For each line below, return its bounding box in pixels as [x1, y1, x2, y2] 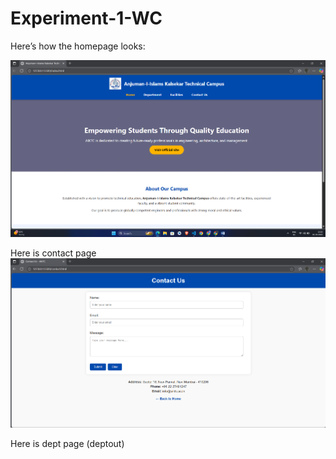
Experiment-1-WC [10, 7, 163, 30]
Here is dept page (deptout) [10, 437, 125, 449]
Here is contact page [10, 247, 97, 259]
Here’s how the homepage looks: [10, 40, 146, 52]
